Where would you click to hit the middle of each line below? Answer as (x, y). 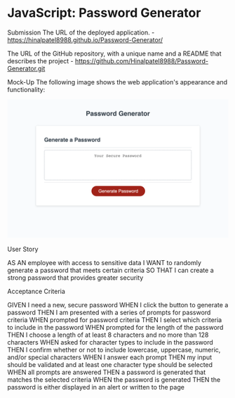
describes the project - (40, 60)
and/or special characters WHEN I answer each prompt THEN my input (110, 357)
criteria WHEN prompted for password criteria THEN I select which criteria (115, 320)
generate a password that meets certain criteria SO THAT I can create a (110, 270)
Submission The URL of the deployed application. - (81, 32)
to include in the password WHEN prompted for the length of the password (115, 327)
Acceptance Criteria (36, 291)
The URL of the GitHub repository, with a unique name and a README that (115, 53)
